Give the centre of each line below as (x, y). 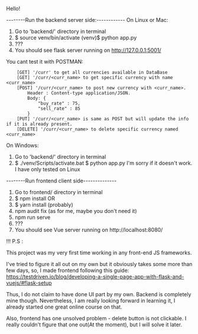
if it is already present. (39, 124)
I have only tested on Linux (48, 169)
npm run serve (33, 217)
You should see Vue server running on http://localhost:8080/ (89, 230)
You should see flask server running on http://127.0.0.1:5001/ (88, 50)
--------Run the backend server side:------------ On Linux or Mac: (87, 20)
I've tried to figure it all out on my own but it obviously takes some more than (99, 264)
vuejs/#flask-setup (29, 283)
